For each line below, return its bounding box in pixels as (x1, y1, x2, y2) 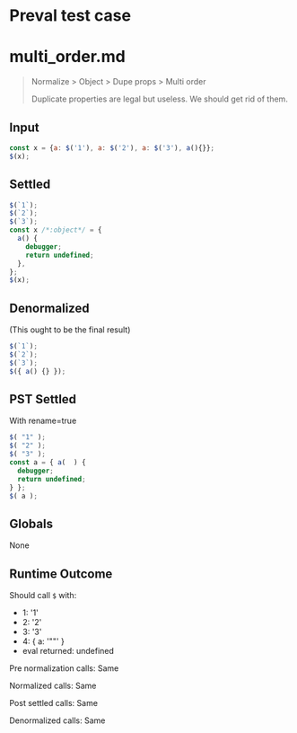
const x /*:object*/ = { (9, 225, 102, 234)
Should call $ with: (9, 590, 77, 600)
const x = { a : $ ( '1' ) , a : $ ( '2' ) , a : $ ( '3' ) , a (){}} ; (9, 143, 215, 153)
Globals (9, 516, 54, 531)
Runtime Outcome (9, 566, 113, 581)
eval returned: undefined (22, 646, 115, 656)
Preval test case (9, 5, 132, 26)
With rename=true (9, 415, 77, 427)
